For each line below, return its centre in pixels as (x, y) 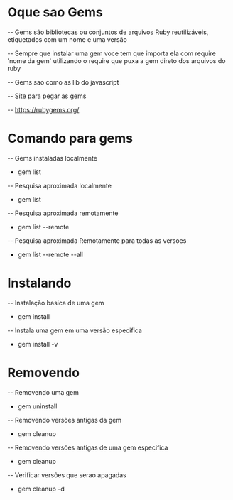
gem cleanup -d (41, 489)
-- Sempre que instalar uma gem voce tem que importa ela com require (112, 53)
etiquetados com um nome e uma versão (67, 39)
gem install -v (38, 344)
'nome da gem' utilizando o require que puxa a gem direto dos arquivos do (116, 60)
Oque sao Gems (55, 12)
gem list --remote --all (50, 254)
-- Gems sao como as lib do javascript (63, 82)
